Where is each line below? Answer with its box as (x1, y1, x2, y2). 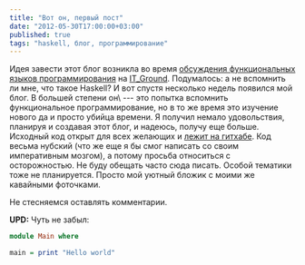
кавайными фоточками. (9, 179, 102, 191)
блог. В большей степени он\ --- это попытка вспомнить (9, 93, 229, 103)
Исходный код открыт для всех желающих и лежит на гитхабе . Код (9, 131, 272, 142)
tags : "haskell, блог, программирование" (9, 38, 169, 48)
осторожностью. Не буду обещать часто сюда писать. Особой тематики (9, 160, 292, 171)
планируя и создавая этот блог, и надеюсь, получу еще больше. (9, 122, 260, 132)
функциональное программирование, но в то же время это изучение (9, 102, 279, 113)
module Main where (9, 232, 79, 241)
